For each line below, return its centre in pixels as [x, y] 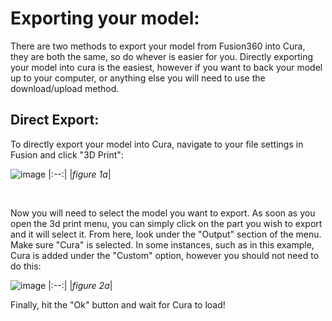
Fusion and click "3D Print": [67, 154]
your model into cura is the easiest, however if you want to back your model [166, 67]
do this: [26, 266]
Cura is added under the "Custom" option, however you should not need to [165, 255]
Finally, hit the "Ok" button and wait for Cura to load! [118, 304]
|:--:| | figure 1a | [80, 174]
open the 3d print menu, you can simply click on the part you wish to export [166, 223]
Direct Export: [55, 120]
